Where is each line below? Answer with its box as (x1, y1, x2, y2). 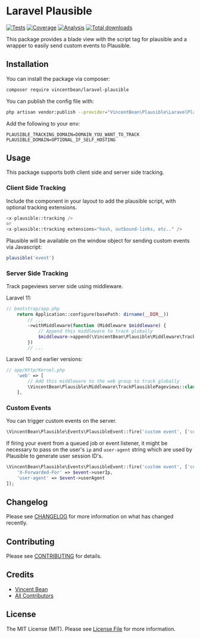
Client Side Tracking (6, 184, 66, 192)
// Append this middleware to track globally (37, 328, 153, 334)
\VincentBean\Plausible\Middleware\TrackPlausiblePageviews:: (27, 384, 185, 390)
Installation (6, 59, 49, 69)
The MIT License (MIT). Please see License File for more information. (6, 625, 176, 632)
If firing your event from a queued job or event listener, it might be (6, 439, 168, 447)
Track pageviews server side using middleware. (6, 283, 123, 290)
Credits (6, 570, 35, 580)
